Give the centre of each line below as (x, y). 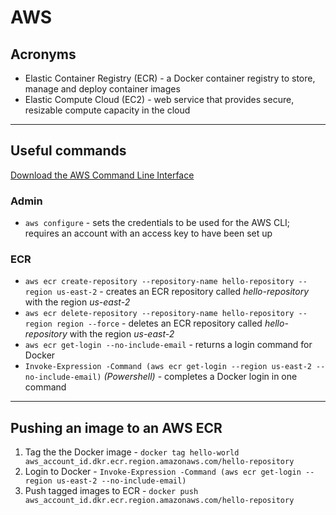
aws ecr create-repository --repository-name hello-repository (159, 282)
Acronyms (43, 54)
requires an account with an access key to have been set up (148, 233)
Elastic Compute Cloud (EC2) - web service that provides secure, (159, 99)
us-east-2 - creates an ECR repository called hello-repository (183, 292)
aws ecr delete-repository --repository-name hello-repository (159, 314)
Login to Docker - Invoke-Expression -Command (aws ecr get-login (163, 472)
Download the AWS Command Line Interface (102, 175)
